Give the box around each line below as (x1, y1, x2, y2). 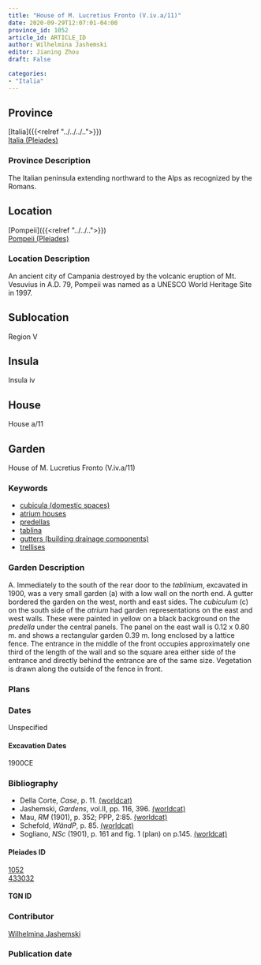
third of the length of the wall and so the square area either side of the (8, 647, 237, 657)
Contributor (8, 911, 54, 922)
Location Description (8, 253, 91, 264)
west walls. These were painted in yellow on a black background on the (8, 613, 240, 623)
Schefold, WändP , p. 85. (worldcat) (19, 821, 134, 830)
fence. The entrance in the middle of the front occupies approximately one (8, 639, 251, 648)
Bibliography (8, 778, 58, 789)
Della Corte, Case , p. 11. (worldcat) (19, 795, 132, 805)
